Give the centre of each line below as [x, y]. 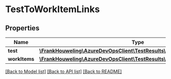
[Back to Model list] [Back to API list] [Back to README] [64, 71]
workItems [21, 59]
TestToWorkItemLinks [53, 9]
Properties [22, 28]
